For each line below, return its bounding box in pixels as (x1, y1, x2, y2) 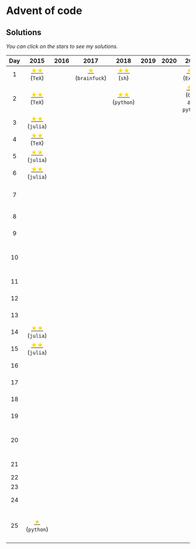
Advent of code (6, 4, 83, 18)
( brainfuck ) (75, 74, 107, 82)
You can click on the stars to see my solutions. (6, 43, 118, 50)
